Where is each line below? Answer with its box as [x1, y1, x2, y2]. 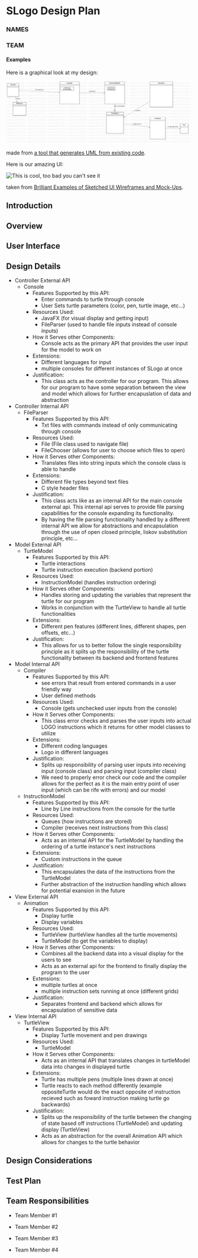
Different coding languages [41, 742, 108, 749]
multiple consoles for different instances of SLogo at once [41, 365, 183, 372]
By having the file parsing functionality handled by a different [41, 516, 190, 523]
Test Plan [6, 1176, 41, 1186]
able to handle [41, 466, 76, 473]
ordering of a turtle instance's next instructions [41, 843, 155, 850]
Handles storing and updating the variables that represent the [41, 591, 191, 599]
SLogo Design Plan [6, 4, 100, 18]
